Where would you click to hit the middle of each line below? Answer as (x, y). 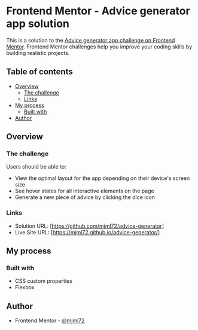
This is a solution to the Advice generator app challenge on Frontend (91, 40)
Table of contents (39, 72)
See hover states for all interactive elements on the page (84, 191)
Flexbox (25, 288)
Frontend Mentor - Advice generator (98, 11)
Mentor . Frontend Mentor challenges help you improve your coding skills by (99, 47)
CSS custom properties (44, 281)
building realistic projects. (38, 53)
